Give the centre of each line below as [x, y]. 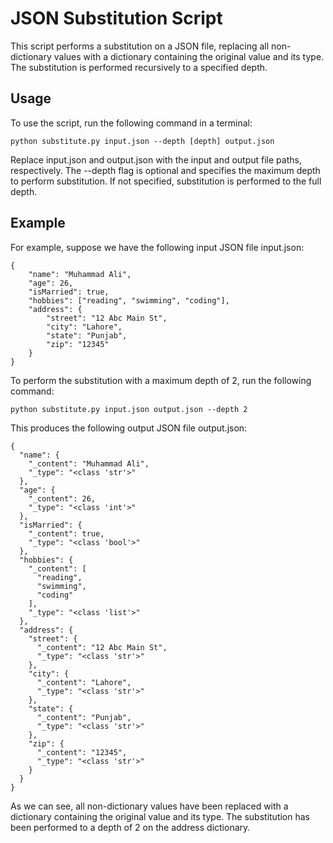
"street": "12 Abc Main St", [107, 318]
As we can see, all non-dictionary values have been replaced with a [149, 806]
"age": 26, [51, 283]
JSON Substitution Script [116, 18]
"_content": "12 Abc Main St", [102, 647]
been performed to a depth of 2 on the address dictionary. [130, 827]
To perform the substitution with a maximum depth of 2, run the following [161, 380]
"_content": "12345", [82, 752]
